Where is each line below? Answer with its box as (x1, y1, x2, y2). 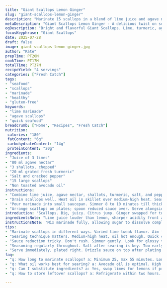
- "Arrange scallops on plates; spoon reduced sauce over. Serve (5, 206, 143, 211)
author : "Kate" (5, 49, 37, 54)
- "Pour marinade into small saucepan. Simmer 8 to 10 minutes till (5, 201, 150, 206)
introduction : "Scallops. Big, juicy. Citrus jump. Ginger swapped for (5, 211, 157, 216)
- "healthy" (5, 95, 30, 100)
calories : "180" (7, 132, 41, 137)
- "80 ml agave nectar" (5, 160, 55, 165)
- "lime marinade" (5, 109, 43, 114)
